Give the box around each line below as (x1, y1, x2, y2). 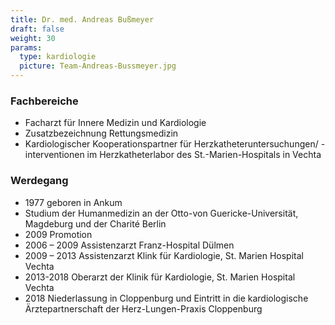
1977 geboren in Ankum (24, 196, 123, 208)
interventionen (24, 149, 85, 161)
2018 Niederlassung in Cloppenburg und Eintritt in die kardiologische (24, 292, 309, 304)
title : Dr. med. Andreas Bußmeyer (10, 14, 155, 25)
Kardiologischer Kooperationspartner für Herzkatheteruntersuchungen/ (24, 138, 319, 150)
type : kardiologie (19, 52, 97, 62)
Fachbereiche (10, 94, 79, 108)
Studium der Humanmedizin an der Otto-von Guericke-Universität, (24, 207, 299, 219)
